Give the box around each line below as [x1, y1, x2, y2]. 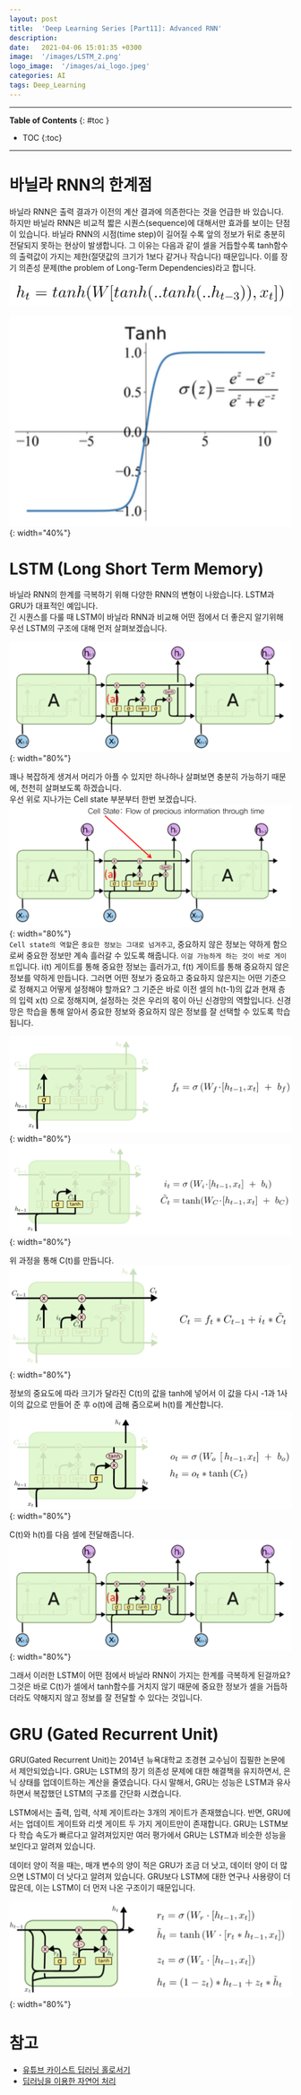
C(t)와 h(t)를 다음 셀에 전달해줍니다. [9, 1529, 134, 1540]
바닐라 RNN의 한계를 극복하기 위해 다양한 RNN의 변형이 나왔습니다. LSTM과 [9, 589, 275, 600]
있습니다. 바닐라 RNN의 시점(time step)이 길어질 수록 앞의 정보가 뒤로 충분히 [18, 229, 286, 239]
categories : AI [9, 72, 66, 81]
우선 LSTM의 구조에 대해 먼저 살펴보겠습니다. [9, 623, 168, 634]
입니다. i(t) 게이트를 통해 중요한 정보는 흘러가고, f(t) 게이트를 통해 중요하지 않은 [14, 961, 289, 972]
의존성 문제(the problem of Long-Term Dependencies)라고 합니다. [18, 262, 257, 273]
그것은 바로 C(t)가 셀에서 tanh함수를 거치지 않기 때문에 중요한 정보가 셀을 [9, 1681, 264, 1691]
